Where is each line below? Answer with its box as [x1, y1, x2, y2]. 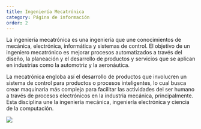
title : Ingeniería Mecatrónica [6, 8, 85, 15]
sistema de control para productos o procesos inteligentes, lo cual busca [6, 79, 187, 87]
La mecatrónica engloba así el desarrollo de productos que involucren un [6, 73, 187, 81]
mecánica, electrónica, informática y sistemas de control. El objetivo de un [6, 42, 190, 50]
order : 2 [6, 20, 28, 26]
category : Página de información [6, 14, 90, 20]
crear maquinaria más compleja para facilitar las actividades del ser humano [6, 86, 195, 93]
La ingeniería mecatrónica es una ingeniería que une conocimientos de [6, 36, 182, 44]
